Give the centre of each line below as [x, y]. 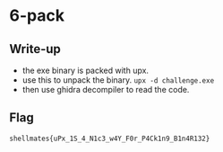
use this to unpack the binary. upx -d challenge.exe [118, 80]
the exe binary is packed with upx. [86, 70]
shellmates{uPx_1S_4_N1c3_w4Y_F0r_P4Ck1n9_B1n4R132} [110, 139]
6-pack [37, 16]
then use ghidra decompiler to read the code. [106, 89]
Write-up [35, 49]
